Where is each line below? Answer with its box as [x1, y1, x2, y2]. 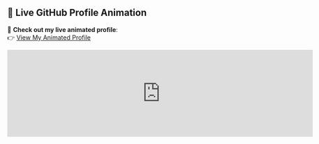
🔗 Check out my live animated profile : [7, 25, 119, 33]
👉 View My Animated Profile [7, 33, 91, 42]
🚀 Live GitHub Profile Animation [7, 7, 147, 19]
